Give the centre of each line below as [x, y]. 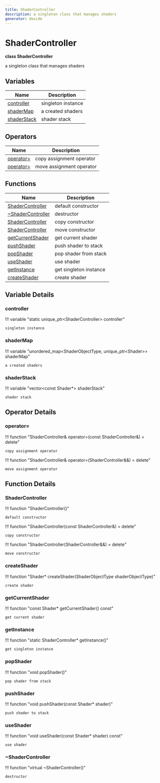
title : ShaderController [30, 10]
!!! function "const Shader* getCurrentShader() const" [59, 608]
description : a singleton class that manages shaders [61, 14]
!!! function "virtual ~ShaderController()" [45, 768]
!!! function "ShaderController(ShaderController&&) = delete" [66, 545]
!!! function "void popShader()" [36, 672]
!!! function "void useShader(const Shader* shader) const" [64, 736]
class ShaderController [29, 56]
